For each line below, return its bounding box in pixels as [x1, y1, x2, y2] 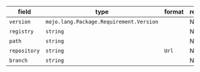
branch [9, 57, 28, 64]
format [164, 8, 184, 15]
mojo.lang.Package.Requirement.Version [45, 18, 159, 25]
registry [9, 28, 34, 35]
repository [9, 48, 40, 54]
